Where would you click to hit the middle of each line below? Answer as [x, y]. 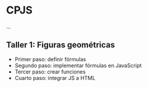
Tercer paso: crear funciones [50, 72]
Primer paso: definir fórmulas [50, 59]
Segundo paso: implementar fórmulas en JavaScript [78, 65]
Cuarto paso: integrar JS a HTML [55, 78]
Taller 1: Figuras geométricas [61, 45]
